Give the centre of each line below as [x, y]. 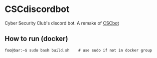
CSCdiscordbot [37, 9]
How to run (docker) [36, 39]
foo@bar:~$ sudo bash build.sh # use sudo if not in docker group [78, 50]
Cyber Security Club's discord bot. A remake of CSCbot [62, 23]
